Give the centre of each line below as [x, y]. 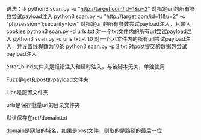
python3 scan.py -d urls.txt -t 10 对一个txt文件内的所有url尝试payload [99, 39]
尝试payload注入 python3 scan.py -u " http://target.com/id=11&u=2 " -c [98, 16]
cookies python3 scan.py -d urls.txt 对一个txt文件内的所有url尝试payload [97, 31]
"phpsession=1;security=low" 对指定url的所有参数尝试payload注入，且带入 [99, 24]
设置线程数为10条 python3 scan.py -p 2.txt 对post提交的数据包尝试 [105, 46]
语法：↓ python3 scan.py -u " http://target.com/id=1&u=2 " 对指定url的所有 [98, 9]
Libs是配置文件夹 [27, 92]
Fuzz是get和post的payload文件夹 [48, 79]
